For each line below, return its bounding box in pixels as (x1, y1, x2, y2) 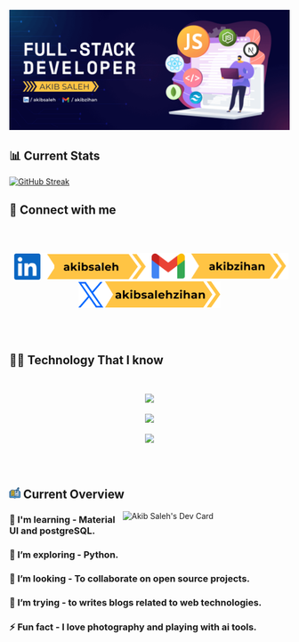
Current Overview (22, 487, 125, 502)
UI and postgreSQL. (9, 524, 96, 537)
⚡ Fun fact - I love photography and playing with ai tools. (9, 621, 257, 633)
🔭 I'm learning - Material (9, 514, 116, 526)
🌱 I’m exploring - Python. (9, 549, 119, 561)
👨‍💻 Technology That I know (9, 353, 164, 368)
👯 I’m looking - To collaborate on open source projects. (9, 573, 251, 585)
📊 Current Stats (9, 148, 101, 163)
